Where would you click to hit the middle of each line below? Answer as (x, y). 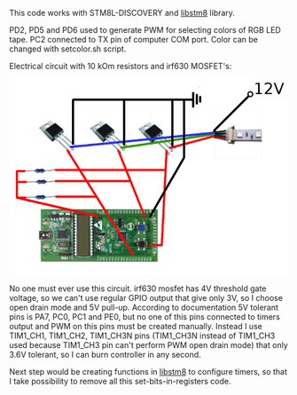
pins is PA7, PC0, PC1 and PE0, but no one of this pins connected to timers (145, 317)
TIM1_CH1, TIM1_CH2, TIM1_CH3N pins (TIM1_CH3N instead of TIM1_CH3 (142, 336)
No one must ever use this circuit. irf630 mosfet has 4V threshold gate (138, 288)
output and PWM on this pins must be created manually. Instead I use (136, 327)
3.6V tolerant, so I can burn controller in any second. (105, 355)
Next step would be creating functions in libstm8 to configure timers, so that (148, 372)
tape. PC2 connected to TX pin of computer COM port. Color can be (134, 39)
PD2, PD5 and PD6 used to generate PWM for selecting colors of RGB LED (145, 30)
